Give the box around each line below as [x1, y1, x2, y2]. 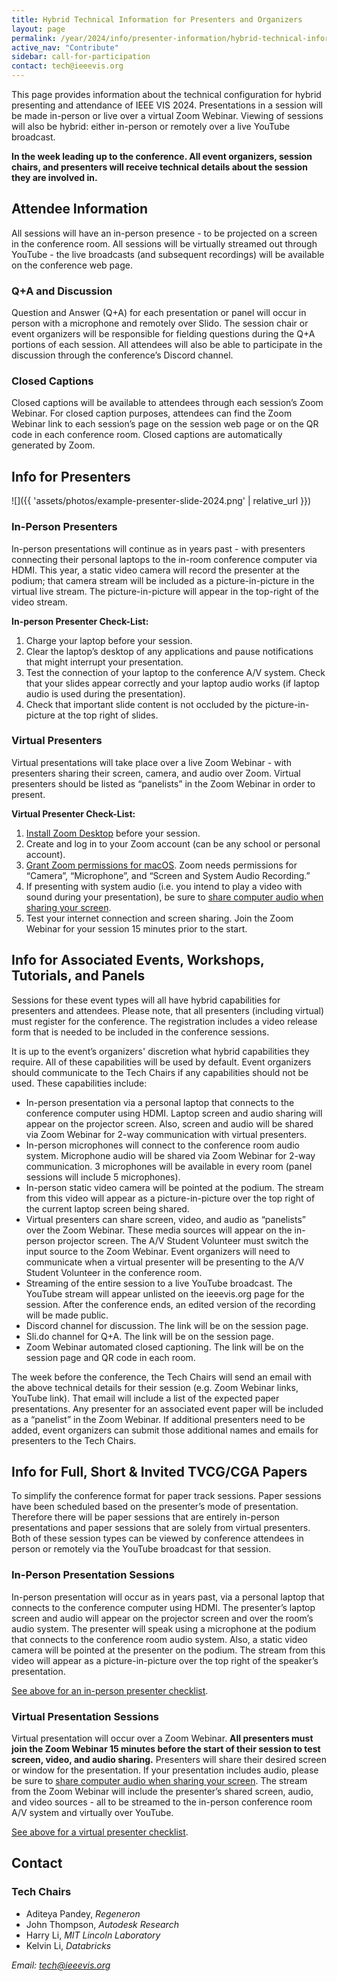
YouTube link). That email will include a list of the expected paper [11, 1392, 280, 1404]
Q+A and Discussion [11, 284, 113, 298]
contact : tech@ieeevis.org [11, 61, 124, 71]
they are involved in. [11, 172, 98, 183]
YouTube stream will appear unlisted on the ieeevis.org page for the [25, 1287, 305, 1300]
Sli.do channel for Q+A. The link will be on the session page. [25, 1330, 274, 1342]
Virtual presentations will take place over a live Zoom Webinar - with [11, 756, 292, 768]
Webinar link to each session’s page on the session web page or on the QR [11, 418, 319, 430]
